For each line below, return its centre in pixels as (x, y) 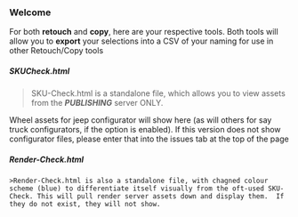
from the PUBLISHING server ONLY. (97, 103)
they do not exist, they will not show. (85, 205)
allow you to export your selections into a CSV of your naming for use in (141, 41)
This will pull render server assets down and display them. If (161, 197)
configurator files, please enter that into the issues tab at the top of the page (149, 139)
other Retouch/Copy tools (56, 51)
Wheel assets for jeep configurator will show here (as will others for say (141, 120)
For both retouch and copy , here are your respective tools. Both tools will (144, 32)
